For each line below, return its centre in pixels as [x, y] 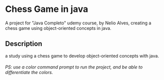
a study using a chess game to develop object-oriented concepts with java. [82, 56]
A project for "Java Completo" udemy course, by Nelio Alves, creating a [78, 23]
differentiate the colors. [29, 73]
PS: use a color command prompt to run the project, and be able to [74, 67]
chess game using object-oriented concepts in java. [58, 28]
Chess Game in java [47, 9]
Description [24, 44]
